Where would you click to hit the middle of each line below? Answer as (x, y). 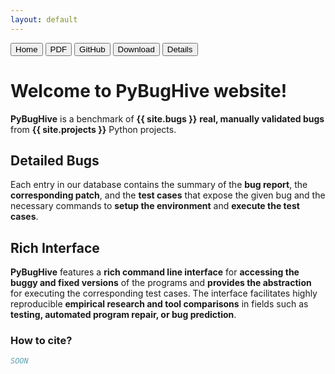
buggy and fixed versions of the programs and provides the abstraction (161, 283)
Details (179, 49)
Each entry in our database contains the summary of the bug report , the (159, 185)
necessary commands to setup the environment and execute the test (155, 206)
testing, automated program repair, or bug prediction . (123, 315)
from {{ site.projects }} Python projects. (93, 129)
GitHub (92, 49)
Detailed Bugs (55, 160)
